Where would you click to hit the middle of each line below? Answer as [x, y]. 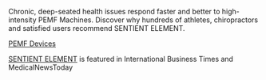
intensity [23, 20]
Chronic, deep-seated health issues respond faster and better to [114, 11]
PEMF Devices [32, 44]
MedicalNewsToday [41, 67]
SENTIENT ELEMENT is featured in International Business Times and [121, 59]
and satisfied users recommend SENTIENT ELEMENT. [97, 28]
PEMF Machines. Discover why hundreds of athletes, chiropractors [148, 20]
